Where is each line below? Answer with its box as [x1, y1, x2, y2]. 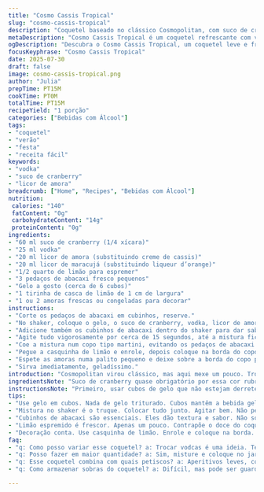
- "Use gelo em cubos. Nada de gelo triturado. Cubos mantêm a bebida [8, 399, 244, 408]
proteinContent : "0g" [11, 224, 82, 232]
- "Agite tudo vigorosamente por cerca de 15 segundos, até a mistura [8, 334, 244, 342]
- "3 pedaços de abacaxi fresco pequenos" [8, 275, 149, 283]
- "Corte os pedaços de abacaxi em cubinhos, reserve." [8, 312, 195, 320]
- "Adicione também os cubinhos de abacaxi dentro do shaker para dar [8, 326, 244, 335]
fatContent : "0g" [11, 209, 68, 217]
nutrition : [8, 194, 44, 202]
